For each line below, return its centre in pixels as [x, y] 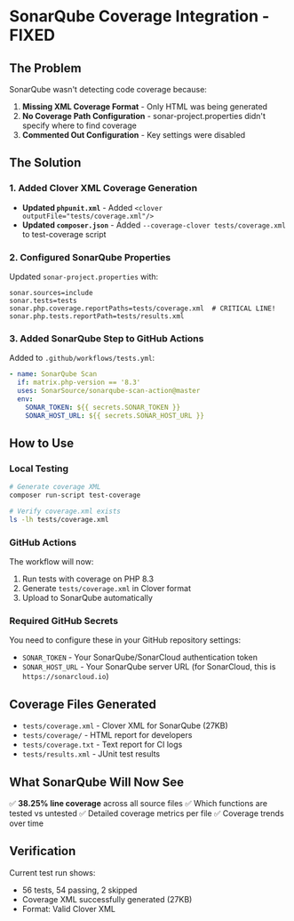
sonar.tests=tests [43, 300]
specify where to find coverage [79, 125]
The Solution [45, 163]
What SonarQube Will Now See [97, 782]
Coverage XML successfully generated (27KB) [107, 899]
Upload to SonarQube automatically [87, 598]
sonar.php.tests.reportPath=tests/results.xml [97, 316]
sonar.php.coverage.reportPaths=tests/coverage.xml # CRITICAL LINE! [143, 308]
